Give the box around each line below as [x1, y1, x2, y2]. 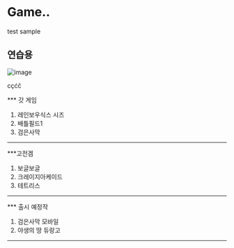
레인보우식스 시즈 [17, 110, 65, 119]
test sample [7, 27, 41, 35]
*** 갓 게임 [7, 95, 37, 104]
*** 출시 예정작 [7, 202, 49, 210]
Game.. [7, 4, 51, 20]
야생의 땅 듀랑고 [17, 226, 61, 234]
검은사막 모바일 [17, 217, 59, 226]
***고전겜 [7, 149, 33, 157]
